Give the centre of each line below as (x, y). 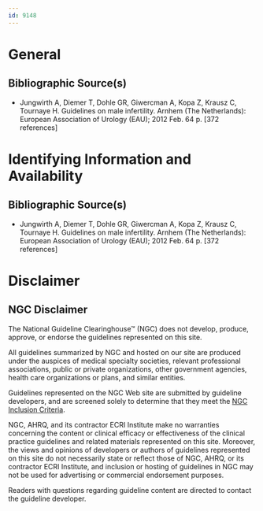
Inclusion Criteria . (37, 409)
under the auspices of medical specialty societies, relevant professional (125, 361)
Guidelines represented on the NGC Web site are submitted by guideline (125, 393)
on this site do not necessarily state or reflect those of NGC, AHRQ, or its (126, 458)
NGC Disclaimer (48, 310)
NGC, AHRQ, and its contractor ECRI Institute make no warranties (114, 424)
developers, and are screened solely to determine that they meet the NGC (128, 401)
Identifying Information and (100, 159)
